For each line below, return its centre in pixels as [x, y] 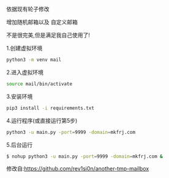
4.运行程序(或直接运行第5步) [42, 120]
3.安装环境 [20, 96]
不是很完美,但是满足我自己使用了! [48, 35]
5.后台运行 [19, 145]
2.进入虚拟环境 [25, 72]
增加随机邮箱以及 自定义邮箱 [42, 22]
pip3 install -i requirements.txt [51, 108]
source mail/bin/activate [39, 84]
